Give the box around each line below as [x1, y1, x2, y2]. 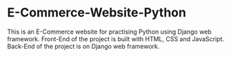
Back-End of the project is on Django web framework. [7, 42, 160, 50]
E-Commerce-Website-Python [7, 5, 186, 21]
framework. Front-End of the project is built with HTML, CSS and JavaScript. [7, 34, 225, 43]
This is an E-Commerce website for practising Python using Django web [7, 27, 212, 36]
